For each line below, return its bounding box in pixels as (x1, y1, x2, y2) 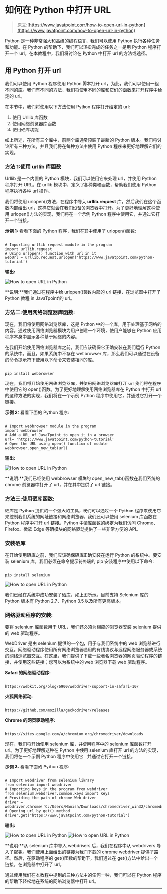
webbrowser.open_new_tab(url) (5, 446, 68, 451)
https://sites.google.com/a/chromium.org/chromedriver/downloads (5, 732, 143, 737)
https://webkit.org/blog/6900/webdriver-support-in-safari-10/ (5, 684, 139, 689)
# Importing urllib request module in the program (5, 242, 112, 247)
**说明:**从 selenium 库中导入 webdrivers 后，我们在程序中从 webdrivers (5, 843, 156, 849)
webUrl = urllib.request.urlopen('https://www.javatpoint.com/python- (5, 255, 155, 260)
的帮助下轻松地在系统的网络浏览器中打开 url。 (5, 878, 99, 884)
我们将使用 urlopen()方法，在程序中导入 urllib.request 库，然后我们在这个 (5, 199, 157, 205)
